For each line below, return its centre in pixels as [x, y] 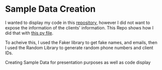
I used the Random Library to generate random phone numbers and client [79, 47]
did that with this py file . [29, 33]
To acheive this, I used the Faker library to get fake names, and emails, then [81, 42]
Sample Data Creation [50, 9]
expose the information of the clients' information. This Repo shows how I [79, 27]
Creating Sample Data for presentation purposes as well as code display [78, 62]
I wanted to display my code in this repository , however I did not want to [78, 23]
